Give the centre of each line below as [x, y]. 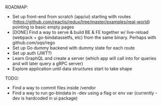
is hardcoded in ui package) [49, 98]
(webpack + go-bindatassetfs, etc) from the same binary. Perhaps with [84, 37]
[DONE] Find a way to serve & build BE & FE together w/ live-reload [80, 32]
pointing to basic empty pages [43, 27]
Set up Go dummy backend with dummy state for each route [74, 48]
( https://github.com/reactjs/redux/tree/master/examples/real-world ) [81, 22]
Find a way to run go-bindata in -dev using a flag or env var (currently [83, 93]
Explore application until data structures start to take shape [72, 69]
